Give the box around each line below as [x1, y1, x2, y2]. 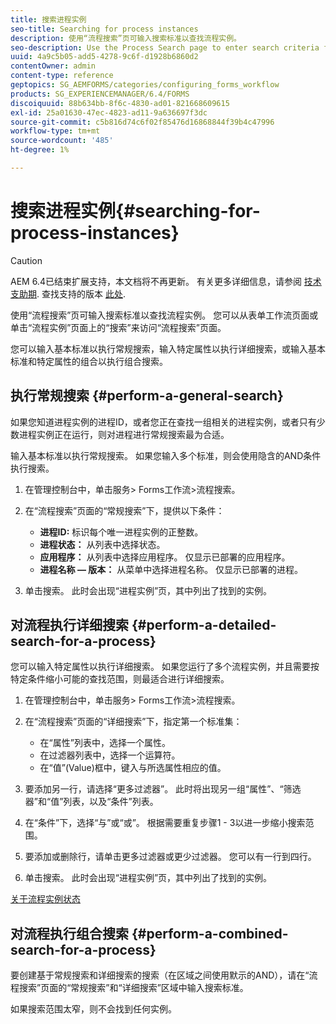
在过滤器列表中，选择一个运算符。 [39, 749, 181, 761]
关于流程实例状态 [10, 893, 81, 905]
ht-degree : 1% [10, 145, 70, 155]
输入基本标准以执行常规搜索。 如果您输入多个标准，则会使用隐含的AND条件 [10, 449, 322, 461]
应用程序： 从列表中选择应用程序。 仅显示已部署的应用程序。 [39, 551, 291, 563]
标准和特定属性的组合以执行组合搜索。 [10, 355, 168, 367]
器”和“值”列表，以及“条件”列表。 [24, 796, 159, 808]
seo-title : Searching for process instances [10, 24, 199, 34]
